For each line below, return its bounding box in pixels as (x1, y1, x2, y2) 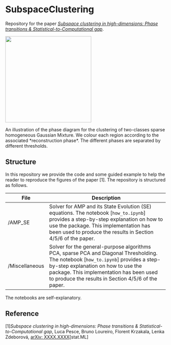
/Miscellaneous (8, 262, 45, 269)
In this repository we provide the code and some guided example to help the (5, 171, 165, 177)
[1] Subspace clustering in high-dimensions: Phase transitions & (5, 323, 138, 329)
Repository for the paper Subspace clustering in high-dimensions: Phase (5, 20, 158, 27)
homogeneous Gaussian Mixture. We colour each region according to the (5, 132, 159, 138)
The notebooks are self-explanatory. (5, 294, 82, 301)
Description (91, 194, 121, 201)
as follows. (5, 182, 28, 188)
